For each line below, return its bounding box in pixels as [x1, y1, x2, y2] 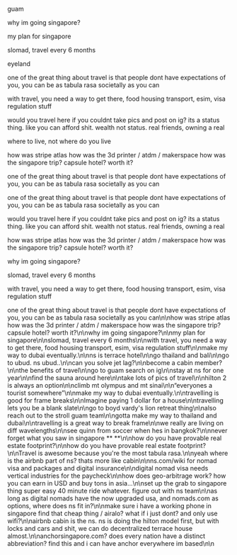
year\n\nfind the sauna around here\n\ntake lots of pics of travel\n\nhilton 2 [7, 374, 227, 382]
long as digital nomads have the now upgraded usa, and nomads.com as [7, 494, 219, 503]
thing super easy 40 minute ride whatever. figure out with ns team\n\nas [7, 487, 218, 495]
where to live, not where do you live [7, 137, 112, 145]
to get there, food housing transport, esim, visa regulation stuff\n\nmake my [7, 344, 229, 352]
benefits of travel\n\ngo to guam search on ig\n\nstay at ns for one [29, 366, 224, 374]
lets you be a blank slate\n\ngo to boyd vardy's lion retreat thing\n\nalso [7, 404, 217, 412]
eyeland [7, 60, 30, 68]
